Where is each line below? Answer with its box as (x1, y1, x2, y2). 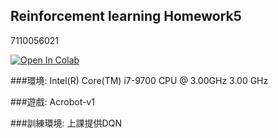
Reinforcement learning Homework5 (10, 8, 242, 25)
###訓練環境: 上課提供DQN (10, 117, 122, 129)
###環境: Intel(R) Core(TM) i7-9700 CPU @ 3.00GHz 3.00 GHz (10, 74, 269, 86)
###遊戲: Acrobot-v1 (10, 95, 95, 108)
